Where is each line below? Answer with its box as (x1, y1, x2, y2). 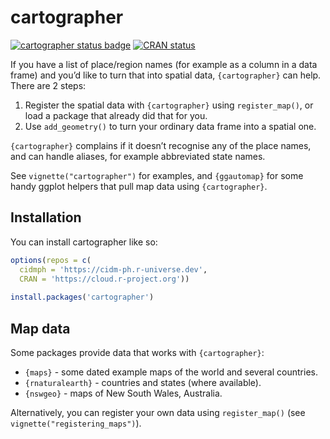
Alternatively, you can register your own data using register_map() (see (10, 406, 306, 418)
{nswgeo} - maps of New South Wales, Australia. (24, 387, 223, 399)
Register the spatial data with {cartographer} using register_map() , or (24, 99, 314, 111)
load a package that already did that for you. (24, 109, 208, 121)
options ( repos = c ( (10, 255, 92, 265)
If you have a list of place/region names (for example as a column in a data (10, 58, 318, 70)
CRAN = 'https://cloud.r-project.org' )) (19, 274, 190, 284)
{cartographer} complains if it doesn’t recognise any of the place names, (10, 139, 312, 151)
